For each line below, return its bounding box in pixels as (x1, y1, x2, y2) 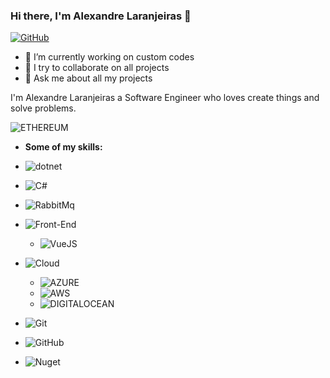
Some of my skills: (24, 141, 103, 153)
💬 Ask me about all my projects (24, 72, 153, 84)
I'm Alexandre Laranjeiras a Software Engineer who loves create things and (10, 92, 320, 104)
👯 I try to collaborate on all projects (24, 62, 170, 74)
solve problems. (10, 102, 77, 114)
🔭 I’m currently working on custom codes (24, 51, 195, 63)
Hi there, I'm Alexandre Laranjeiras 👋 (10, 9, 192, 23)
